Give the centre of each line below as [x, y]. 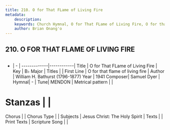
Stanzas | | [28, 102]
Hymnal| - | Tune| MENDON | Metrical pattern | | [63, 82]
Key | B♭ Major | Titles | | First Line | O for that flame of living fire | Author [89, 71]
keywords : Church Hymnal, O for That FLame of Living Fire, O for [86, 24]
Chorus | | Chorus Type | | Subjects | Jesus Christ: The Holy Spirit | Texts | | [84, 116]
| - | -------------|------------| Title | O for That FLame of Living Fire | [85, 66]
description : [28, 19]
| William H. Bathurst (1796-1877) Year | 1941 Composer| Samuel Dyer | [86, 76]
